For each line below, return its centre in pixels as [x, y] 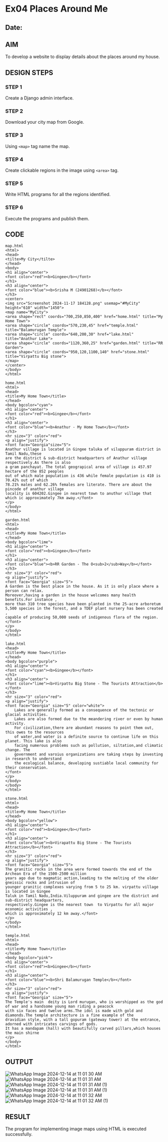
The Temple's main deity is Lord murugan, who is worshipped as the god [84, 1002]
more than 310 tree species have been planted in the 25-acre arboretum [83, 604]
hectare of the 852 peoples [35, 471]
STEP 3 [14, 135]
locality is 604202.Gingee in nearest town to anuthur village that [78, 494]
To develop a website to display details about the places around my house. [82, 57]
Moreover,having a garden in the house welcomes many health [71, 595]
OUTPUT [19, 1062]
